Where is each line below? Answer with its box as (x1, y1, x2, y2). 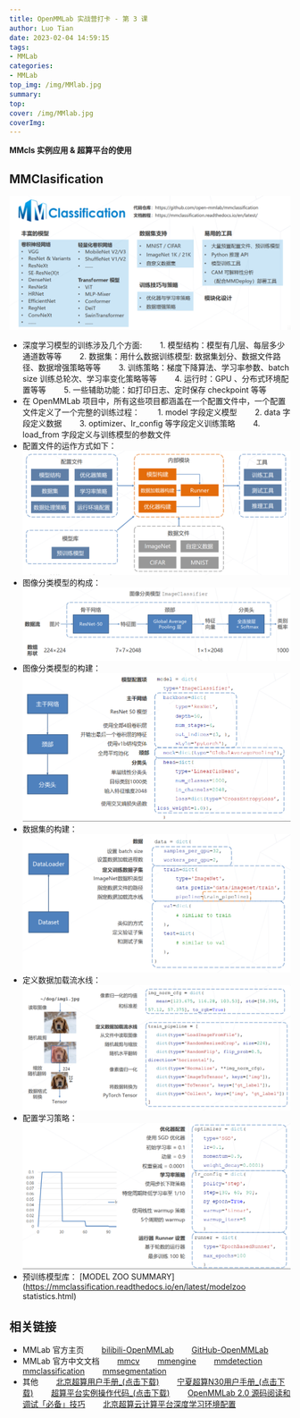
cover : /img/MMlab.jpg (9, 108, 94, 118)
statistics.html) (21, 1291, 78, 1302)
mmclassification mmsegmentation (21, 1366, 167, 1377)
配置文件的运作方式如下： (21, 440, 117, 451)
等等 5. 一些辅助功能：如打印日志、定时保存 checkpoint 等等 (29, 384, 267, 395)
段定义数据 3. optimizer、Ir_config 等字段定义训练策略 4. (21, 418, 261, 428)
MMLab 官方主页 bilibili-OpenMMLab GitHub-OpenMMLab (21, 1345, 270, 1355)
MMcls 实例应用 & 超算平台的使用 (9, 145, 132, 156)
